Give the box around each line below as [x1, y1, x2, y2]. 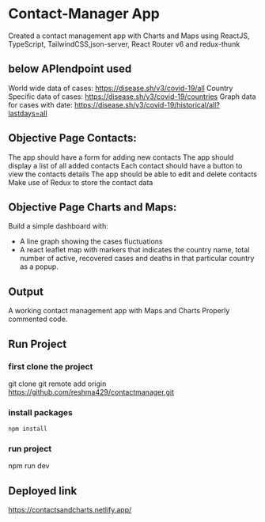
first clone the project [8, 361, 93, 372]
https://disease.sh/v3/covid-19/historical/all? [74, 100, 220, 109]
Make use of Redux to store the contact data [8, 177, 153, 187]
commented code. [8, 314, 68, 324]
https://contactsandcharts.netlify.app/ [8, 505, 132, 515]
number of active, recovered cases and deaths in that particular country [19, 254, 255, 263]
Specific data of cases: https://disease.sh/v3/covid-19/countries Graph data [8, 92, 256, 101]
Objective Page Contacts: [8, 131, 137, 145]
